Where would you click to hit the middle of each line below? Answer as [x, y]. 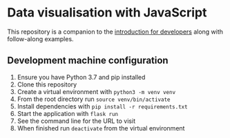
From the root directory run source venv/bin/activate [94, 99]
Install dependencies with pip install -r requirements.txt [102, 106]
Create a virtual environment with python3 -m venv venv [96, 91]
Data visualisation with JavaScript [107, 13]
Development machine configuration [88, 61]
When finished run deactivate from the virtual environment [101, 128]
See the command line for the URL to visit [76, 121]
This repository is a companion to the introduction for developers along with [115, 32]
